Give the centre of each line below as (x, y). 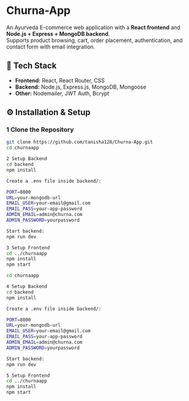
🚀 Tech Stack (31, 66)
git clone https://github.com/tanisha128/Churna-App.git (80, 142)
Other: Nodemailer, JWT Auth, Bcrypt (62, 93)
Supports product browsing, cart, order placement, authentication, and (94, 40)
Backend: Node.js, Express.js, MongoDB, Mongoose (81, 87)
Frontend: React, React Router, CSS (60, 80)
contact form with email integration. (51, 47)
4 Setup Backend (27, 287)
